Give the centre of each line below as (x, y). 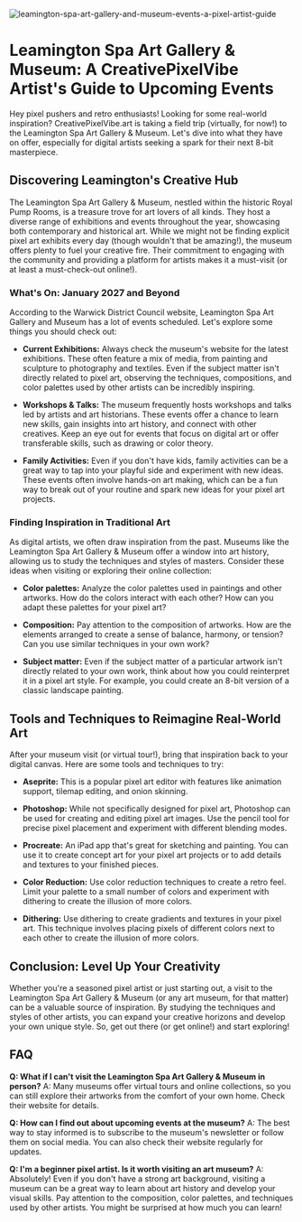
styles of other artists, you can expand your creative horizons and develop (147, 1016)
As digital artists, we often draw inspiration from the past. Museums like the (150, 542)
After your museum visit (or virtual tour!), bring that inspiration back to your (149, 754)
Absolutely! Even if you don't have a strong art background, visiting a (137, 1179)
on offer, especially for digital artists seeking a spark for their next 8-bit (142, 142)
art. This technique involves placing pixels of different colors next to (148, 929)
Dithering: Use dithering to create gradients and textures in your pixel (152, 919)
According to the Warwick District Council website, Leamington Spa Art (142, 312)
